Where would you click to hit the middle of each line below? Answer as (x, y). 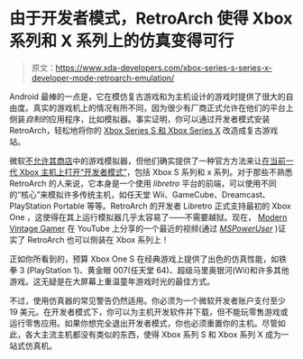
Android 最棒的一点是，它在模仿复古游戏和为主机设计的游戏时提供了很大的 (147, 97)
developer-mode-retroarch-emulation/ (103, 78)
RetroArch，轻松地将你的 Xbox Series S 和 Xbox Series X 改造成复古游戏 (144, 130)
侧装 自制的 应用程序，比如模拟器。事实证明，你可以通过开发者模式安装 (140, 119)
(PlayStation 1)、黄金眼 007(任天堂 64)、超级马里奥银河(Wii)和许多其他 (158, 270)
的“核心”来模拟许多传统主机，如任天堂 (80, 194)
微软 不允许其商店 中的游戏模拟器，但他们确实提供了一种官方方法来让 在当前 (147, 161)
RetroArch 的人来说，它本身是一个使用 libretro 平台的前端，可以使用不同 (143, 183)
